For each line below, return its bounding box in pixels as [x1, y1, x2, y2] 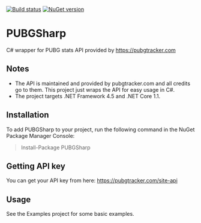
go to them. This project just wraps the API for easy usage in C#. [14, 86, 175, 93]
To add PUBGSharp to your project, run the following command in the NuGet [6, 126, 195, 133]
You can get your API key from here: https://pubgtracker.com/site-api [6, 177, 178, 184]
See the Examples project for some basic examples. [6, 210, 134, 218]
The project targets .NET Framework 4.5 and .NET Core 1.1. [14, 92, 161, 100]
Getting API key [6, 161, 66, 171]
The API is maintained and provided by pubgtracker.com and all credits [14, 80, 191, 87]
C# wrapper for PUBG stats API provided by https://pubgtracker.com [6, 46, 176, 53]
